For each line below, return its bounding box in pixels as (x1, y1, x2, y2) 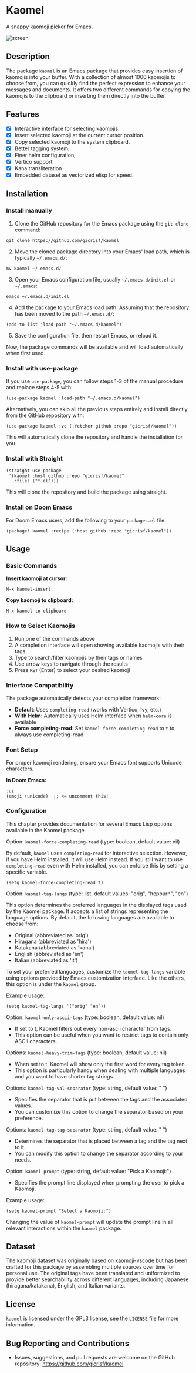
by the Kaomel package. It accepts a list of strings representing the (6, 908, 168, 915)
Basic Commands (6, 561, 58, 570)
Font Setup (6, 746, 38, 754)
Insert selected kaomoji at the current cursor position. (14, 131, 145, 138)
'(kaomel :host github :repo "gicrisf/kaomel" (8, 473, 125, 479)
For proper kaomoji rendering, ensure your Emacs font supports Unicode (6, 759, 182, 766)
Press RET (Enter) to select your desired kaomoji (14, 666, 130, 673)
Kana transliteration (14, 164, 62, 171)
